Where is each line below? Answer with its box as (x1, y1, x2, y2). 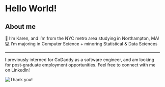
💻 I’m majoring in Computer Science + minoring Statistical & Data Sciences (5, 41, 158, 46)
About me (5, 22, 36, 31)
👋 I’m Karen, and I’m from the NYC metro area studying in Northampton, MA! (5, 35, 160, 41)
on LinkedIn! (5, 67, 30, 73)
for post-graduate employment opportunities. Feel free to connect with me (5, 62, 156, 67)
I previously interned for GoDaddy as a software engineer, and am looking (5, 57, 155, 63)
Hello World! (5, 3, 57, 14)
